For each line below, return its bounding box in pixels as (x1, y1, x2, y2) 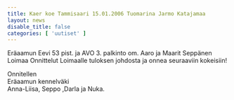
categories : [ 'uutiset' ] (7, 29, 86, 37)
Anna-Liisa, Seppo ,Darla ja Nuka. (7, 85, 105, 93)
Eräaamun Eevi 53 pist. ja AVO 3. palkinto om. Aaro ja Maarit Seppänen (7, 49, 212, 57)
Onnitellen (7, 70, 37, 78)
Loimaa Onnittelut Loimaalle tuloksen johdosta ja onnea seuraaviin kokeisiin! (7, 57, 228, 65)
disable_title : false (7, 23, 71, 30)
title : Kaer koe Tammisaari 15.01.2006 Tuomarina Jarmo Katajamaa (7, 10, 206, 17)
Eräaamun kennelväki (7, 78, 70, 86)
